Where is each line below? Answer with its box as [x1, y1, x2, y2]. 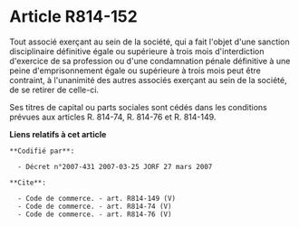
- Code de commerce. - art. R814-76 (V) [17, 210, 172, 219]
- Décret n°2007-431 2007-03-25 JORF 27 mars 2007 [17, 162, 213, 171]
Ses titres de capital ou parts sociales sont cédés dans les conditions [9, 101, 267, 112]
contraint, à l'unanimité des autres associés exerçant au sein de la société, [9, 74, 287, 85]
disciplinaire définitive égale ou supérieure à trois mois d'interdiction [9, 45, 265, 56]
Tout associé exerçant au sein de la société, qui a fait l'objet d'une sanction [9, 36, 290, 47]
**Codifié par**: [9, 147, 75, 156]
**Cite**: [9, 178, 47, 187]
